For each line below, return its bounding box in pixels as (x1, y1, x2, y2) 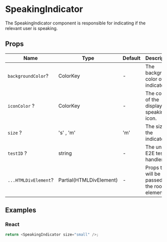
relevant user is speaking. (5, 25, 58, 31)
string (58, 150, 72, 157)
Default (122, 54, 141, 61)
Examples (5, 206, 36, 215)
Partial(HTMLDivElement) (58, 176, 118, 183)
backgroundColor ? (7, 72, 49, 79)
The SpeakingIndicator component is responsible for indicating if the (5, 20, 146, 26)
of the (145, 96, 160, 103)
